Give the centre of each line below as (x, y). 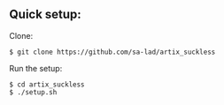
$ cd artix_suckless (47, 84)
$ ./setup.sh (33, 92)
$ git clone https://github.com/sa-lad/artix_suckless (112, 52)
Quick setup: (45, 15)
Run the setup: (36, 68)
